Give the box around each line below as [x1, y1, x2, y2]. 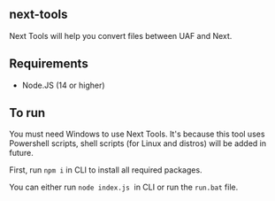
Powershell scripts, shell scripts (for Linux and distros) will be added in [9, 138, 267, 149]
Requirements [9, 57, 88, 72]
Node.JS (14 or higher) [21, 80, 105, 90]
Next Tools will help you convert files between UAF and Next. [9, 30, 233, 41]
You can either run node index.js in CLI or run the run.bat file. [9, 182, 239, 193]
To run [9, 105, 46, 120]
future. [9, 148, 34, 158]
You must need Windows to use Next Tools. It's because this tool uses [9, 128, 265, 140]
